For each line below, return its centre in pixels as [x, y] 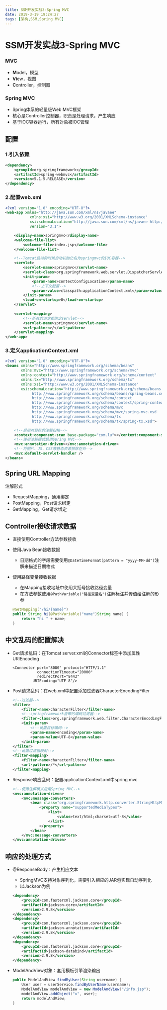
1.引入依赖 [17, 155]
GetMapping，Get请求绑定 [40, 509]
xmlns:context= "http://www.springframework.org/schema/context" [88, 375]
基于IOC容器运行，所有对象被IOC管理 [51, 122]
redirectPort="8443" [58, 676]
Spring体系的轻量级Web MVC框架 [47, 109]
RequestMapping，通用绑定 [41, 497]
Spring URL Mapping [38, 474]
